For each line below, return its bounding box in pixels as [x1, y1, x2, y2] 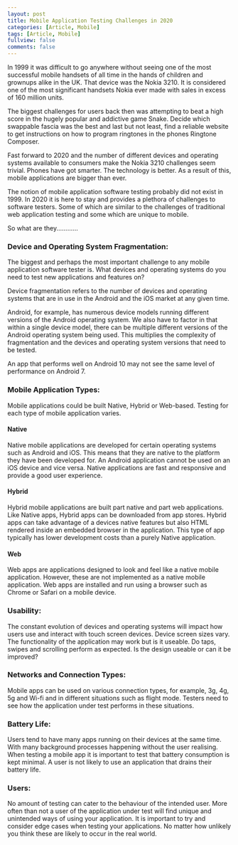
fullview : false [7, 37, 55, 44]
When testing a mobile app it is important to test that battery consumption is [7, 750, 230, 759]
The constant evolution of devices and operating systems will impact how [7, 622, 223, 630]
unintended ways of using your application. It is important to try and [7, 814, 206, 823]
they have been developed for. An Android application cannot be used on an [7, 456, 231, 464]
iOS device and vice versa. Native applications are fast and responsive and [7, 463, 227, 472]
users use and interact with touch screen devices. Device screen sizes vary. [7, 629, 230, 638]
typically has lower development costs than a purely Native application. [7, 533, 216, 541]
